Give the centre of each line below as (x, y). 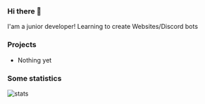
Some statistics (35, 78)
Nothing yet (35, 60)
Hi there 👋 (25, 11)
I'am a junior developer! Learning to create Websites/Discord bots (103, 27)
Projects (22, 45)
